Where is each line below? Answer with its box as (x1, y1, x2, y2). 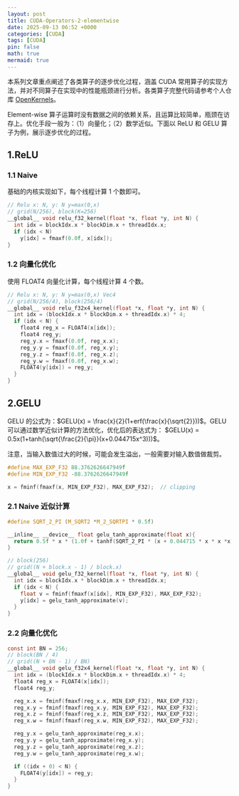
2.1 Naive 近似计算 (7, 501, 70, 511)
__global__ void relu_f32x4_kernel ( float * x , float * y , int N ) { (7, 304, 206, 312)
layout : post (7, 10, 46, 18)
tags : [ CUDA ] (7, 37, 46, 44)
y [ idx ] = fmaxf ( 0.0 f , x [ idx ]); (20, 234, 113, 242)
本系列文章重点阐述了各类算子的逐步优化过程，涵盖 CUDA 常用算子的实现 (7, 77, 222, 85)
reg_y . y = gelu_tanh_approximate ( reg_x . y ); (14, 737, 144, 744)
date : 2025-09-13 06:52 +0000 (7, 23, 97, 31)
